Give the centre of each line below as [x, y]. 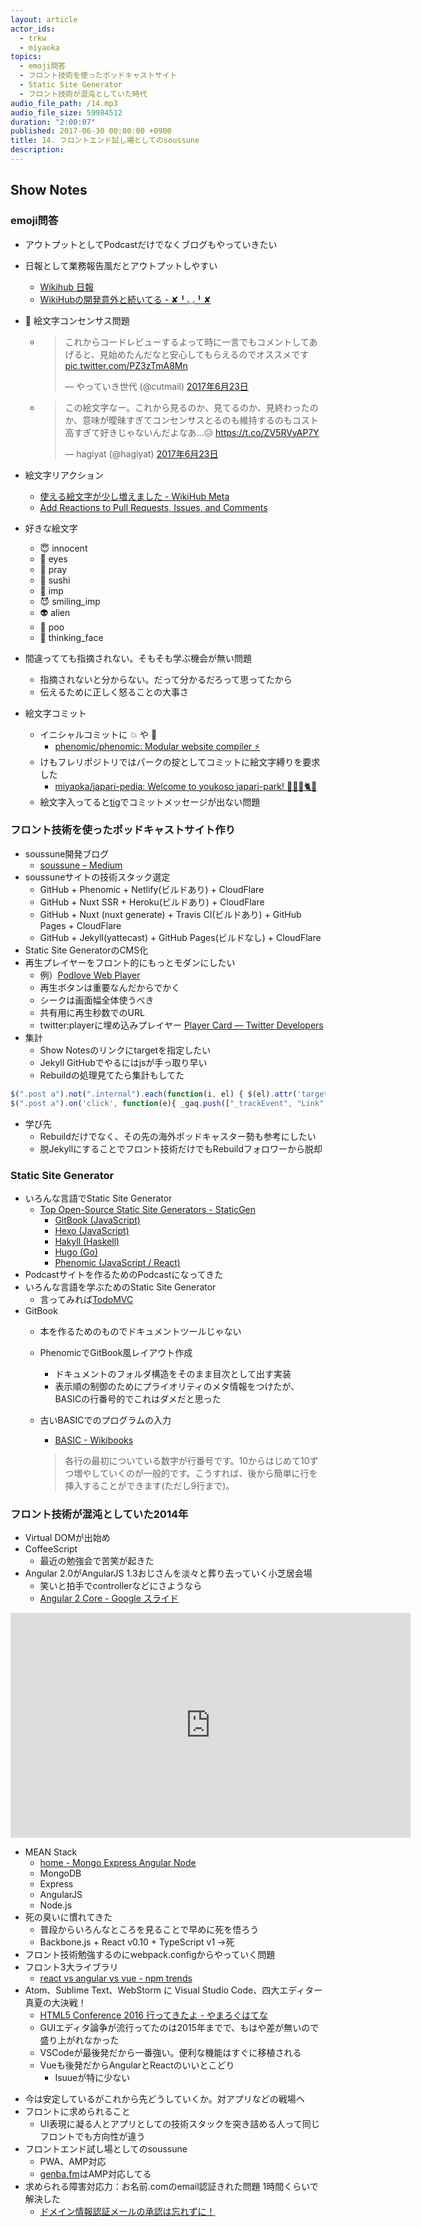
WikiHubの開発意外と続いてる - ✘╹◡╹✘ [125, 299]
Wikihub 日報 [66, 287]
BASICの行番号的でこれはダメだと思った [138, 1398]
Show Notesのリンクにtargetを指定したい [125, 1050]
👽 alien [55, 612]
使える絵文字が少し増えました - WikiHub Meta [134, 496]
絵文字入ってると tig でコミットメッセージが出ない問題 [150, 802]
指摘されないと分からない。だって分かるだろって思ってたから [166, 679]
